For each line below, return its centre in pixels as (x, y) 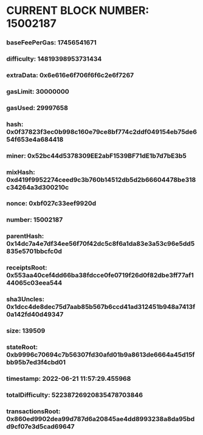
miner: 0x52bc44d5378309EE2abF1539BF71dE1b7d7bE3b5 (96, 156)
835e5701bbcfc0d (34, 251)
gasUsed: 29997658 (37, 108)
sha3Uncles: (25, 299)
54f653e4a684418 (35, 139)
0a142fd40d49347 (35, 315)
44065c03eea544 (34, 283)
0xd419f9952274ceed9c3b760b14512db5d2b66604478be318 (101, 179)
